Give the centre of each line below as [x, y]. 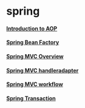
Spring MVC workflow [35, 84]
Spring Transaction [31, 98]
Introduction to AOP [32, 28]
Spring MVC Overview [35, 56]
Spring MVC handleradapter [42, 70]
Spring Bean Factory [33, 42]
